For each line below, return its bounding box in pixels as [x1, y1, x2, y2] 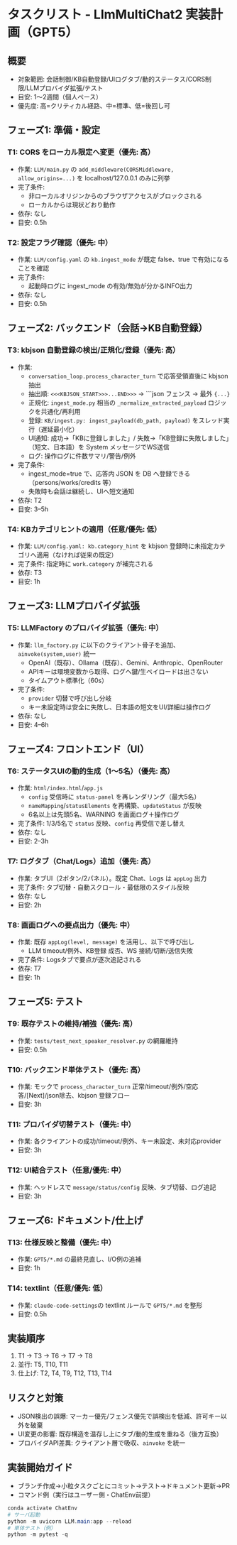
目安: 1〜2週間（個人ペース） [17, 93, 103, 101]
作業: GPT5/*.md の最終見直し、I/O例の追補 [17, 1255, 142, 1264]
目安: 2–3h [17, 837, 49, 846]
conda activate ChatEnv [7, 1505, 78, 1512]
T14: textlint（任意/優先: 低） [7, 1283, 108, 1293]
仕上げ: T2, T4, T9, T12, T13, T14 [17, 1369, 112, 1377]
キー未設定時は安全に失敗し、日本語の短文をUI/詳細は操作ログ [28, 702, 211, 711]
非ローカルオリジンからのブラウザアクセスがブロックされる [28, 191, 202, 200]
